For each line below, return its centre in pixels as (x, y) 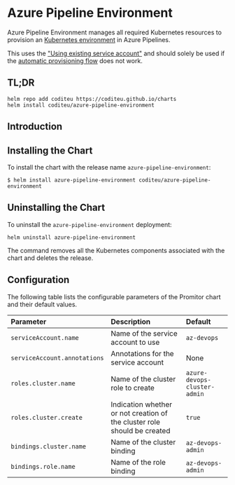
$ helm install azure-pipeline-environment (72, 180)
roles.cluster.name (43, 383)
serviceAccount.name (45, 337)
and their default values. (42, 304)
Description (131, 322)
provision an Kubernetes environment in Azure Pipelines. (89, 39)
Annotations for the (142, 353)
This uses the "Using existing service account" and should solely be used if (116, 53)
